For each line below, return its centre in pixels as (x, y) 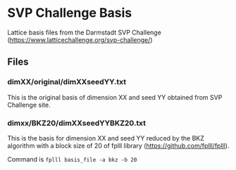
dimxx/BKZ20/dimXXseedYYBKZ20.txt (77, 123)
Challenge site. (29, 105)
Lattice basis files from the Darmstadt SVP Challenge (85, 32)
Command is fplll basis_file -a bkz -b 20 (72, 159)
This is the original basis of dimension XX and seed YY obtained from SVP (115, 97)
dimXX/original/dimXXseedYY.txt (67, 82)
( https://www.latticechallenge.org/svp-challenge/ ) (80, 39)
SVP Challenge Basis (70, 13)
